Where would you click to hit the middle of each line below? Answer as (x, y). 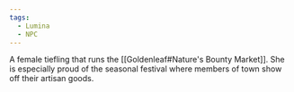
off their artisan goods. (52, 79)
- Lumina (34, 26)
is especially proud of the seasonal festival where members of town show (146, 69)
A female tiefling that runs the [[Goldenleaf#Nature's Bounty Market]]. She (147, 60)
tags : (19, 17)
